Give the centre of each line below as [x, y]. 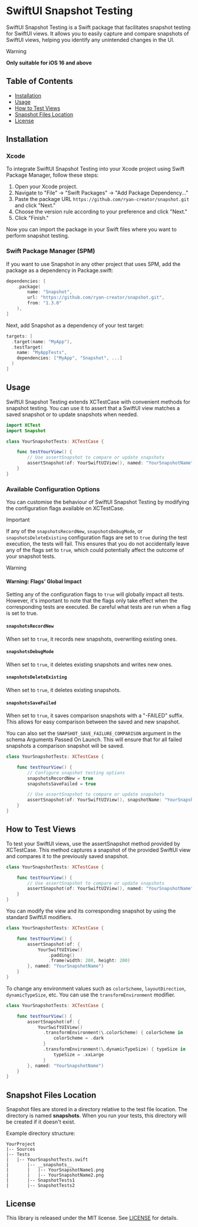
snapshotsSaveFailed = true [62, 784]
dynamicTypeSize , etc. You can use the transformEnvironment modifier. [91, 995]
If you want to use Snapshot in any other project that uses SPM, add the [93, 264]
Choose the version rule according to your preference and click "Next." [101, 212]
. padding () [62, 955]
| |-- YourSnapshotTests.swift [47, 1160]
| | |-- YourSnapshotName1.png [55, 1170]
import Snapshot [26, 431]
